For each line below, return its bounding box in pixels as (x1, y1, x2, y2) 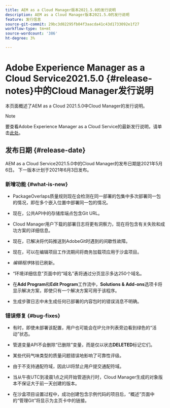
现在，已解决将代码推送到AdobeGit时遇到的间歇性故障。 (12, 238, 130, 244)
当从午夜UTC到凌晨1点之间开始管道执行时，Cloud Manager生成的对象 (12, 374, 159, 380)
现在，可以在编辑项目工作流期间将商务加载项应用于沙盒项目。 (12, 249, 142, 255)
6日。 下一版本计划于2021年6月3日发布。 (5, 167, 92, 173)
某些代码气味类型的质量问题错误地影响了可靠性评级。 (12, 353, 124, 359)
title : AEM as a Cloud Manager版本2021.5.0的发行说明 (5, 7, 116, 13)
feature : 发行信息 (5, 17, 42, 22)
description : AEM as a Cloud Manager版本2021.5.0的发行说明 (5, 12, 130, 17)
